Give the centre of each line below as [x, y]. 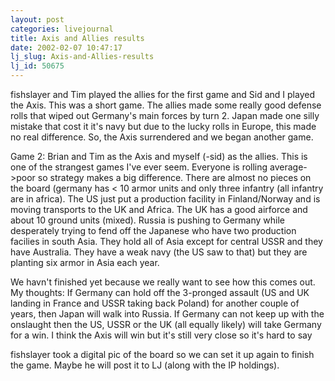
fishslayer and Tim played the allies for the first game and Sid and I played [162, 94]
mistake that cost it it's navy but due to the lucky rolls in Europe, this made [163, 126]
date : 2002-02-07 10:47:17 [66, 47]
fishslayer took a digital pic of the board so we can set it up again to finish [162, 354]
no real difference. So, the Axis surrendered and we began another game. [162, 137]
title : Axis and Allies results [77, 38]
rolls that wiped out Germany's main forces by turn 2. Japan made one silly [165, 115]
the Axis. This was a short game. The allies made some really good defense [166, 105]
